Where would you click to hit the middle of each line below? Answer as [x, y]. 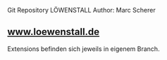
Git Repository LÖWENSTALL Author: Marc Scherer [82, 10]
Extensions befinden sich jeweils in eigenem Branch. [83, 49]
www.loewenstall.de [54, 32]
